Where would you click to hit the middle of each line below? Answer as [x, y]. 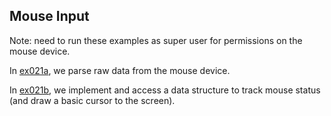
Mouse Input [49, 16]
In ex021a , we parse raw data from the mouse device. [120, 70]
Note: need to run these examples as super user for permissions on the [156, 40]
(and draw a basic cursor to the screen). [92, 100]
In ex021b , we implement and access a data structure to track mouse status [165, 90]
